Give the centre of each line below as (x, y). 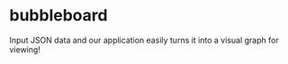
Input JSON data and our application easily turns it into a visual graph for (144, 40)
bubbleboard (58, 16)
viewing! (25, 49)
